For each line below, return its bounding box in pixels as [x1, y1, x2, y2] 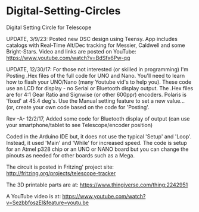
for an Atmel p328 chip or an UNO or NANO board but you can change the [6, 145, 189, 153]
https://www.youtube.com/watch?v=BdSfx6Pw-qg [6, 54, 130, 61]
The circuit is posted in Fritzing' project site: [6, 163, 114, 170]
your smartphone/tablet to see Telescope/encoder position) [6, 121, 153, 128]
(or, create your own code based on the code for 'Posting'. [6, 103, 150, 110]
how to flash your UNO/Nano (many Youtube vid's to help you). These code [6, 78, 192, 86]
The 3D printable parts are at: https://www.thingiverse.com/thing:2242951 [6, 181, 188, 188]
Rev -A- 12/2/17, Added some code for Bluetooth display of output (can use [6, 115, 190, 122]
